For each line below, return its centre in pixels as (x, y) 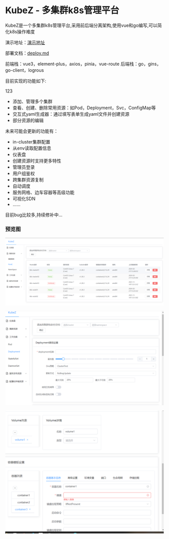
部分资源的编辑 (28, 120)
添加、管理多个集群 (32, 101)
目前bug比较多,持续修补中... (34, 215)
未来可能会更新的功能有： (32, 131)
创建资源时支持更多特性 (37, 161)
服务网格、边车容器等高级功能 (43, 192)
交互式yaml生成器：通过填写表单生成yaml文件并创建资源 (71, 114)
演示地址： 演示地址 (25, 42)
